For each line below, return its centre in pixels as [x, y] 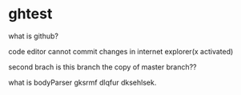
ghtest [30, 14]
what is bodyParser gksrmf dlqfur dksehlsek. [82, 82]
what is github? [33, 36]
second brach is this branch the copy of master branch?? [102, 67]
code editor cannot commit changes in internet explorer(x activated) [121, 51]
